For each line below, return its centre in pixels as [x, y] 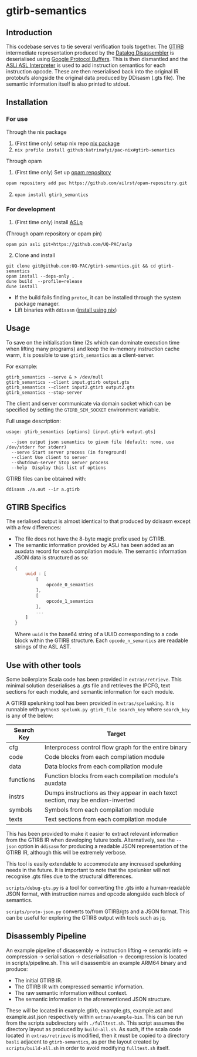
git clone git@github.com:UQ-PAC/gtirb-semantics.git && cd [81, 266]
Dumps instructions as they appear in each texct [111, 792]
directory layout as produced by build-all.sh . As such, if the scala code [94, 1029]
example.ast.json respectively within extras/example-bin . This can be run [95, 1017]
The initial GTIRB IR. [38, 980]
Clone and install [35, 255]
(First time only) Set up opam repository [63, 172]
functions [22, 779]
